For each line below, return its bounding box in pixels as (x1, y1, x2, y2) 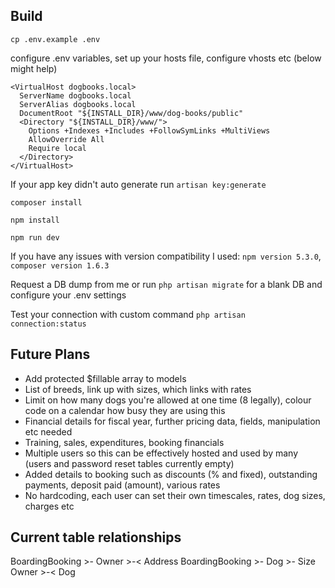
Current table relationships (10, 529, 182, 546)
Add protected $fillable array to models (24, 372, 187, 384)
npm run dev (10, 232, 60, 243)
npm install (10, 215, 60, 225)
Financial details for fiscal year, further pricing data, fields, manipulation (24, 415, 321, 427)
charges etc (24, 500, 75, 512)
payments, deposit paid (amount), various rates (24, 479, 221, 491)
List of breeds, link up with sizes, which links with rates (24, 383, 252, 395)
